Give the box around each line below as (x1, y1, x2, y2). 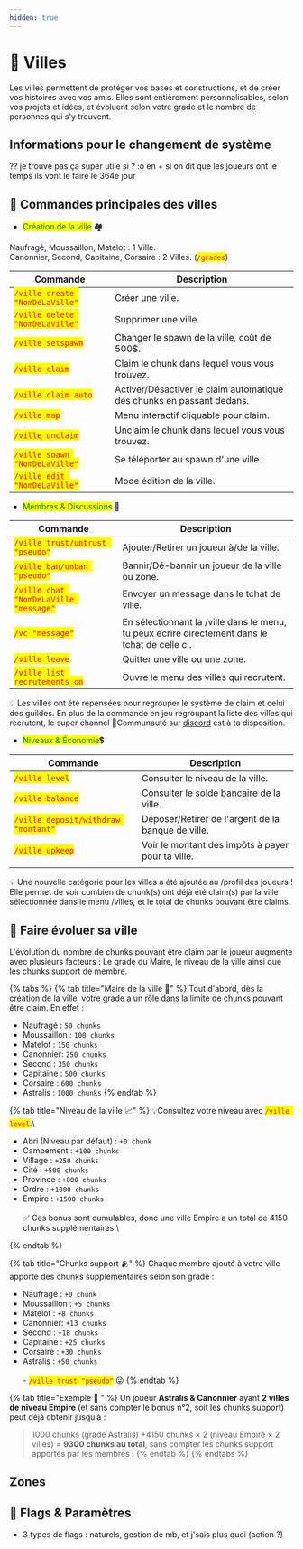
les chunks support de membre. (9, 966, 128, 976)
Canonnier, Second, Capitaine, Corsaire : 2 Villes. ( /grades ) (9, 252, 228, 263)
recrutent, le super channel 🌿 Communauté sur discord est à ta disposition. (9, 717, 286, 728)
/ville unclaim (14, 431, 79, 441)
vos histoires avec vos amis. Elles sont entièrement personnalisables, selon (9, 91, 289, 102)
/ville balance (14, 794, 79, 804)
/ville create (14, 288, 75, 299)
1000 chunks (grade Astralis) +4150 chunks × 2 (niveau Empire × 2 (31, 1429, 280, 1440)
